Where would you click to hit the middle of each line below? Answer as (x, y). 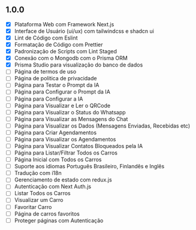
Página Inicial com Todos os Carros (58, 160)
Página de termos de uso (45, 72)
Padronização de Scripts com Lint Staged (66, 52)
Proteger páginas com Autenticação (59, 220)
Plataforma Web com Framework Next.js (64, 24)
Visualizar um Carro (39, 200)
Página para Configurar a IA (49, 99)
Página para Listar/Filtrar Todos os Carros (66, 153)
